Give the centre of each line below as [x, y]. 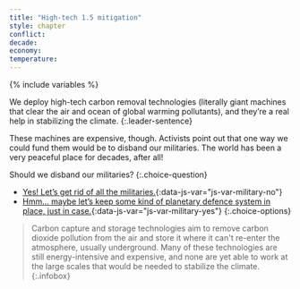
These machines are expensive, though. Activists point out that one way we [149, 138]
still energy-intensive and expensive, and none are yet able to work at [159, 257]
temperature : [34, 59]
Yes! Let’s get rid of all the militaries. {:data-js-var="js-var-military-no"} [152, 192]
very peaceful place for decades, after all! [86, 157]
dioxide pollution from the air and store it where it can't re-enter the [155, 238]
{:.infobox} [51, 276]
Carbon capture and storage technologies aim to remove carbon [150, 228]
